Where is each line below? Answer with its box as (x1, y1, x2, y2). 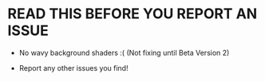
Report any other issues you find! (18, 63, 129, 72)
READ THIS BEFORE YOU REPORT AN (7, 5, 258, 23)
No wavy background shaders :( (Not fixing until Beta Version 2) (18, 48, 230, 57)
